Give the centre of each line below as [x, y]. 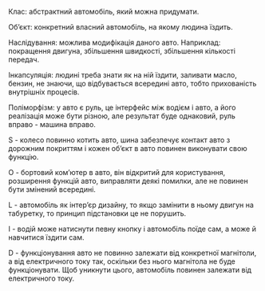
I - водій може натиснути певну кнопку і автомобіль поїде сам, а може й [132, 229]
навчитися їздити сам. [47, 237]
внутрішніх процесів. [44, 92]
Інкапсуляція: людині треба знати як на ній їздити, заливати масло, [123, 75]
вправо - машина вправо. [52, 124]
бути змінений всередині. [52, 189]
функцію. [24, 157]
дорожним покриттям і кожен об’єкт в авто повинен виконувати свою [128, 148]
